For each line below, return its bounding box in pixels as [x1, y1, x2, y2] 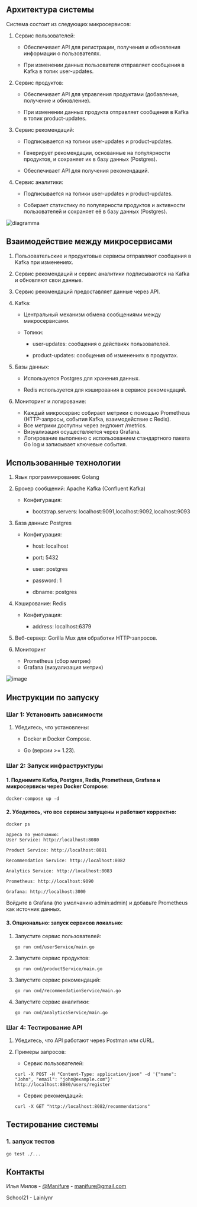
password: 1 [32, 577, 62, 584]
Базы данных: [14, 363, 50, 370]
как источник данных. [6, 906, 62, 913]
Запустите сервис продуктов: [14, 954, 90, 961]
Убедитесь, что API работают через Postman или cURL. [14, 1037, 155, 1044]
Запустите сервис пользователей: [14, 932, 102, 939]
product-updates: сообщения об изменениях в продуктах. [32, 351, 179, 358]
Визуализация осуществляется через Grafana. [23, 428, 141, 435]
